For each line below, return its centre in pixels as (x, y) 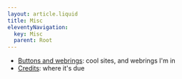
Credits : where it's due (51, 68)
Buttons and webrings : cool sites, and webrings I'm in (97, 60)
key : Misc (28, 34)
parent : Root (33, 41)
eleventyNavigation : (38, 27)
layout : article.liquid (43, 14)
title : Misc (25, 21)
